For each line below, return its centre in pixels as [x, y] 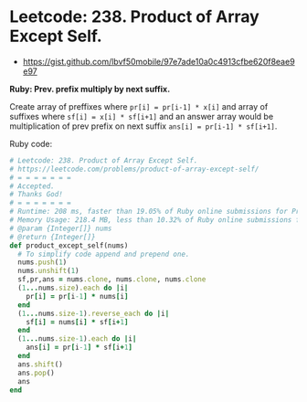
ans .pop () [36, 373]
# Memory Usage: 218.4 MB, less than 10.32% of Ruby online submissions [151, 220]
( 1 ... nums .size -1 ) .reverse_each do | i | [94, 313]
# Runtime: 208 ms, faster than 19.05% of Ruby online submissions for [148, 212]
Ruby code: [31, 143]
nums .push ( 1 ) [42, 262]
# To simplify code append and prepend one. [104, 254]
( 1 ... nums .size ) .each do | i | [73, 288]
